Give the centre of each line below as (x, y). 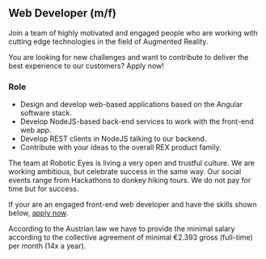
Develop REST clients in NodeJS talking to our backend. (113, 139)
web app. (36, 130)
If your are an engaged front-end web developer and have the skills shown (133, 205)
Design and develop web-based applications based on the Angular (131, 104)
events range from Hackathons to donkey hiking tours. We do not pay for (130, 180)
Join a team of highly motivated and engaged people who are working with (133, 32)
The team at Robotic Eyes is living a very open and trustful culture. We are (132, 163)
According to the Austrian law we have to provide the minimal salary (122, 229)
